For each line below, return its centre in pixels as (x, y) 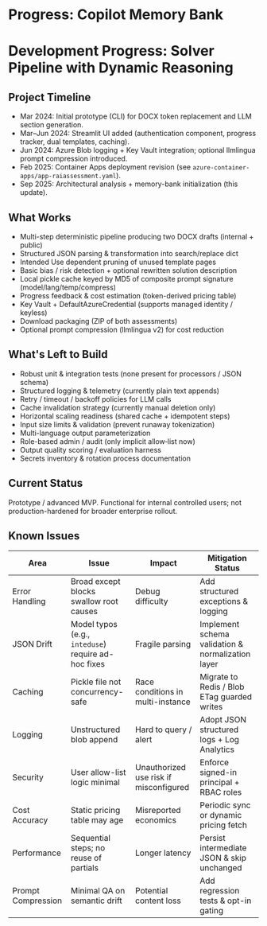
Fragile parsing (163, 644)
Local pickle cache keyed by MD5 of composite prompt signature (126, 279)
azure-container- (221, 168)
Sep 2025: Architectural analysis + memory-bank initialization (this (129, 184)
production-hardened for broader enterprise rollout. (93, 511)
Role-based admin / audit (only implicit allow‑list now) (108, 441)
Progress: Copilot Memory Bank (116, 15)
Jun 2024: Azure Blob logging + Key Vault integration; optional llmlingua (137, 150)
